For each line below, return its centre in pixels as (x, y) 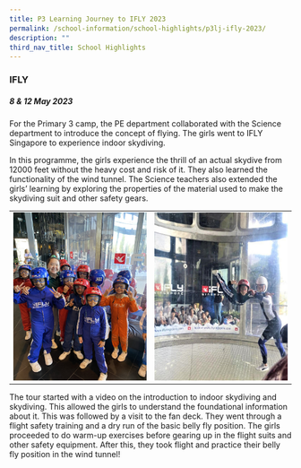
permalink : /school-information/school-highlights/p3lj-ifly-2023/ (138, 28)
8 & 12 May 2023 (41, 101)
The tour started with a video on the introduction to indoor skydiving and (143, 397)
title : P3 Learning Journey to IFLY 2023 (88, 19)
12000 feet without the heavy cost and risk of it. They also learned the (139, 169)
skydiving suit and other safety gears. (79, 198)
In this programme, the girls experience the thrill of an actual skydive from (146, 160)
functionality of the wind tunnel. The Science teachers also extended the (143, 179)
